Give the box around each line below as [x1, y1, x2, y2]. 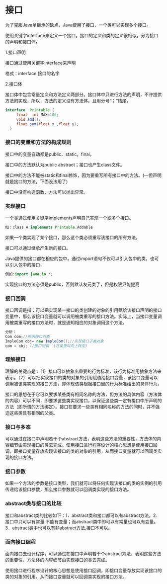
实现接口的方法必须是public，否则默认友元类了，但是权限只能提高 [5, 281, 140, 287]
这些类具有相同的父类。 [9, 410, 58, 416]
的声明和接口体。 [5, 38, 40, 45]
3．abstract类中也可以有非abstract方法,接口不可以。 [5, 525, 113, 531]
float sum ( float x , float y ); [16, 121, 79, 127]
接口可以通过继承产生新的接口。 [5, 245, 71, 251]
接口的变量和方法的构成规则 [5, 139, 72, 146]
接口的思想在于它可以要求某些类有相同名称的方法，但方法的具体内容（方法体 [5, 391, 162, 397]
